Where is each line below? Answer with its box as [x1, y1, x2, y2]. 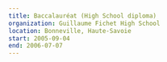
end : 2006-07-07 [8, 42, 63, 50]
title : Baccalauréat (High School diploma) [8, 11, 157, 20]
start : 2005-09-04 [8, 34, 70, 43]
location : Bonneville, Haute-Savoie [8, 27, 132, 35]
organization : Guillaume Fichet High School [8, 19, 161, 27]
